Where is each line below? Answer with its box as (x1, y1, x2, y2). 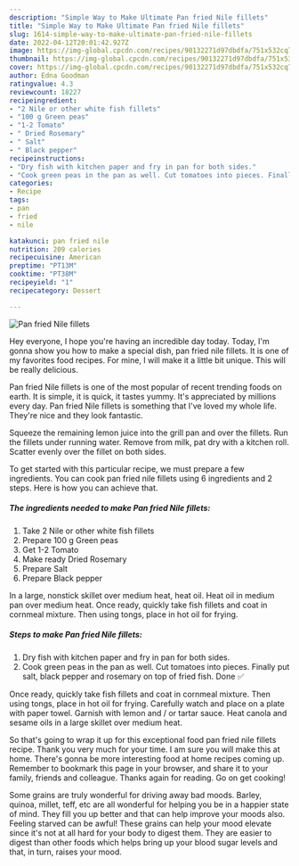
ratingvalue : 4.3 (9, 79, 74, 88)
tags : (9, 195, 29, 205)
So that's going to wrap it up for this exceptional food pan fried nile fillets (9, 734, 277, 745)
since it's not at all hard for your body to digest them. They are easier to (9, 827, 272, 838)
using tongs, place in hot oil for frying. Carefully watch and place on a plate (9, 697, 285, 709)
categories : (9, 179, 53, 188)
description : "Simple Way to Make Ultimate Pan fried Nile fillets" (9, 12, 269, 22)
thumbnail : (9, 54, 50, 63)
